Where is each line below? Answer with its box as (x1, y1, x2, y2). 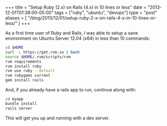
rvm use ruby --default (5, 68, 55, 73)
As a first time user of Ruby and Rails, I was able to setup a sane (5, 30, 138, 36)
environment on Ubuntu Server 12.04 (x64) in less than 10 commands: (5, 35, 150, 41)
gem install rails (5, 78, 44, 83)
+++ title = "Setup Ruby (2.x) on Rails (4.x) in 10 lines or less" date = (5, 5, 147, 10)
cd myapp (5, 96, 24, 101)
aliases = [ (5, 15, 27, 21)
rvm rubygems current (5, 73, 51, 78)
